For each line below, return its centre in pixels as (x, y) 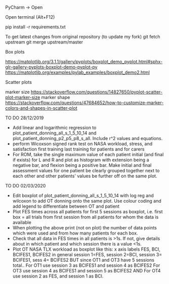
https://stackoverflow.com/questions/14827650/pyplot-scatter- (97, 92)
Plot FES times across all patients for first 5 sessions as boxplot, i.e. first (88, 211)
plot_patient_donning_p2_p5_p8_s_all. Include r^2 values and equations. (88, 138)
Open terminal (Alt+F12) (30, 17)
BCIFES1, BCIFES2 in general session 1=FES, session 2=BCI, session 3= (87, 254)
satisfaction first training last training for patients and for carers (78, 149)
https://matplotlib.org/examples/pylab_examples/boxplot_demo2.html (78, 72)
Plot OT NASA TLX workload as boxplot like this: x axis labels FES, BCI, (87, 249)
